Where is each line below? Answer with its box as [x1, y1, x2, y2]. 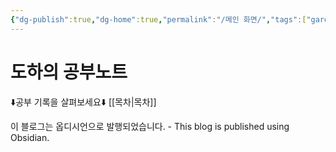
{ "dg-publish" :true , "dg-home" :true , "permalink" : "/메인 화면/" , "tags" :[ [10, 14, 307, 25]
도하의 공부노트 [10, 61, 128, 83]
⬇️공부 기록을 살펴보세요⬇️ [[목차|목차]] [10, 96, 157, 108]
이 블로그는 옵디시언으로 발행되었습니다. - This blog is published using [10, 120, 290, 132]
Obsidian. [10, 131, 50, 143]
